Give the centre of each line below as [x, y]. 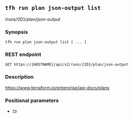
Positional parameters [32, 100]
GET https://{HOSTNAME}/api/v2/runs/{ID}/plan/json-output [67, 65]
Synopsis [16, 32]
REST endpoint [23, 55]
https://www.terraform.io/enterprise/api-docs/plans [57, 88]
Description [19, 77]
